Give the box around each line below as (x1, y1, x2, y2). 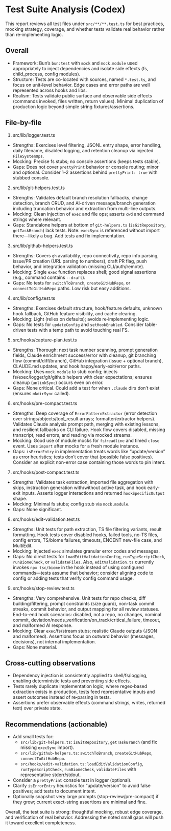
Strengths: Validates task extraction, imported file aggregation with (12, 479, 154, 485)
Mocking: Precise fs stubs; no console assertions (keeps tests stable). (12, 158, 160, 165)
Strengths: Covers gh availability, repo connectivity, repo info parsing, (12, 252, 159, 258)
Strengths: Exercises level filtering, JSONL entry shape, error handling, (12, 142, 162, 148)
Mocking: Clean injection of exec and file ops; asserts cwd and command (12, 211, 164, 217)
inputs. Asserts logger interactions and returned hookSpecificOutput (21, 490, 165, 496)
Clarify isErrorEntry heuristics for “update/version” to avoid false (12, 783, 151, 789)
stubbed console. (12, 174, 50, 180)
